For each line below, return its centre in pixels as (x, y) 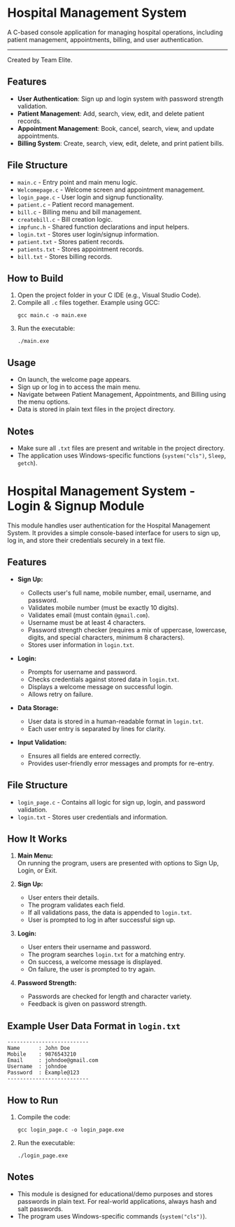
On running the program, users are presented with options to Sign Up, (118, 863)
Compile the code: (44, 1117)
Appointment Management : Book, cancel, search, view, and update (116, 128)
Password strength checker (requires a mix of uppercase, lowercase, (127, 630)
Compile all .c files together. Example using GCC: (88, 303)
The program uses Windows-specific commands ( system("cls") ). (112, 1216)
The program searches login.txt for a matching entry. (106, 955)
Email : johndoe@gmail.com (53, 1061)
